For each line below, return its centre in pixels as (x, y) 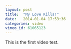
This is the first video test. (32, 42)
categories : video (24, 24)
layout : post (19, 10)
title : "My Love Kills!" (32, 14)
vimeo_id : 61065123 (25, 28)
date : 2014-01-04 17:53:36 (35, 19)
